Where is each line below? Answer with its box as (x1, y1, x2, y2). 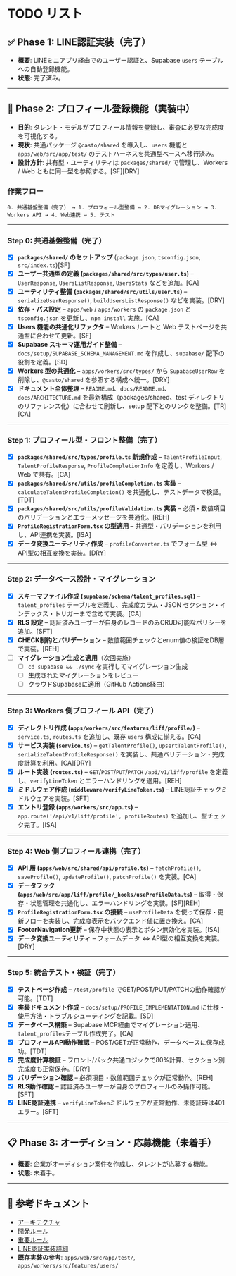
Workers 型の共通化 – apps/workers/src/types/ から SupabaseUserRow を (17, 367, 225, 375)
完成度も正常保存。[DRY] (17, 1065, 91, 1073)
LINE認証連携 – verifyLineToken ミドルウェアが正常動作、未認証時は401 (17, 1098, 225, 1107)
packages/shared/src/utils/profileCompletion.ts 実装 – (17, 479, 181, 488)
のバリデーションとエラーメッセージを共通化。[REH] (17, 513, 170, 522)
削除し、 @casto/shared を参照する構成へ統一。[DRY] (17, 375, 170, 384)
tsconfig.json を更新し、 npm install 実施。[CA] (17, 314, 159, 322)
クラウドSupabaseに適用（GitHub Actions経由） (27, 680, 169, 689)
